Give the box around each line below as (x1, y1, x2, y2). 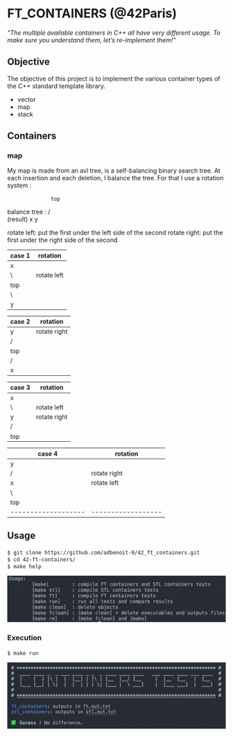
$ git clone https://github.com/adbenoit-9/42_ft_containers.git (7, 549, 200, 556)
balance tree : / (7, 207, 51, 216)
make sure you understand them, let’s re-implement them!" (7, 35, 176, 44)
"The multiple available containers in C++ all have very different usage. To (7, 28, 221, 37)
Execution (7, 633, 42, 643)
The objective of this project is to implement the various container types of (7, 74, 221, 83)
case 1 (10, 251, 31, 259)
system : (7, 181, 32, 189)
